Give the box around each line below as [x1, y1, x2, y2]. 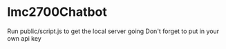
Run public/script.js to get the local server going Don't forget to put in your [7, 27, 220, 35]
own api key [7, 34, 41, 42]
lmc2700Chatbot [7, 4, 107, 20]
